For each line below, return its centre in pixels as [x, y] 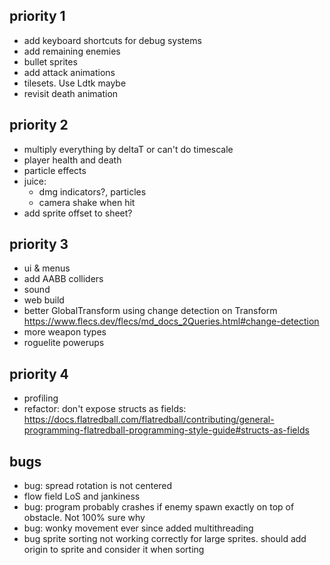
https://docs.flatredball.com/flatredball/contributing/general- [149, 420]
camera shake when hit [87, 202]
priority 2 [39, 125]
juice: [35, 181]
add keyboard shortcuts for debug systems [112, 40]
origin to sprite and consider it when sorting [114, 550]
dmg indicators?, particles [92, 191]
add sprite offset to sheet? [78, 213]
